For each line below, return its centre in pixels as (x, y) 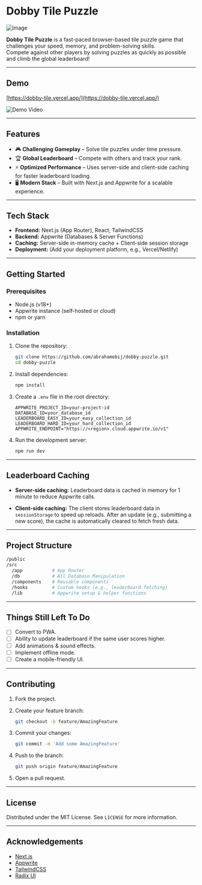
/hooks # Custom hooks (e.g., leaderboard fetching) (90, 587)
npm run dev (30, 451)
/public (16, 559)
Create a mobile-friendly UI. (49, 659)
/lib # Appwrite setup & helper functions (79, 593)
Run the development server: (51, 440)
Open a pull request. (40, 778)
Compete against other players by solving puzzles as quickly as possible (96, 52)
